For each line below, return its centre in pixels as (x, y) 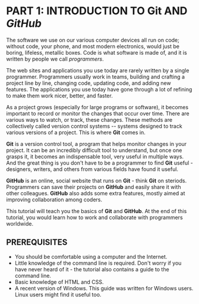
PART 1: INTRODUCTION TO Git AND (97, 11)
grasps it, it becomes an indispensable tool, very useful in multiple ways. (95, 156)
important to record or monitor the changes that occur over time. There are (98, 113)
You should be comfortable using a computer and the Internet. (91, 256)
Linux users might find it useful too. (58, 294)
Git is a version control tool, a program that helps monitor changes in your (97, 144)
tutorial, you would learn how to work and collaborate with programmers (94, 217)
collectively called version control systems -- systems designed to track (94, 126)
